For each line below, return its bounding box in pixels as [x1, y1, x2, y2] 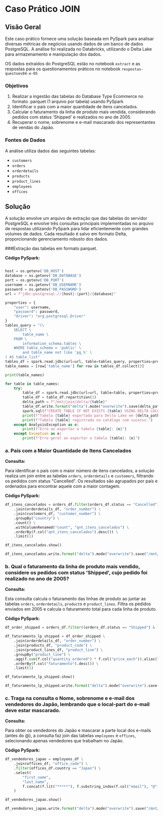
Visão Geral [5, 23, 41, 31]
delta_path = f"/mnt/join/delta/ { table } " [22, 399, 108, 404]
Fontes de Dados [5, 137, 46, 143]
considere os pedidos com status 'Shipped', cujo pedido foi [5, 569, 148, 576]
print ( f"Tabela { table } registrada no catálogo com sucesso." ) [22, 418, 153, 422]
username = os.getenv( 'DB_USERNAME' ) [5, 282, 81, 287]
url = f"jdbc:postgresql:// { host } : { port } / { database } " [5, 291, 116, 296]
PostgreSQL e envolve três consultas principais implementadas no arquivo [5, 220, 154, 226]
